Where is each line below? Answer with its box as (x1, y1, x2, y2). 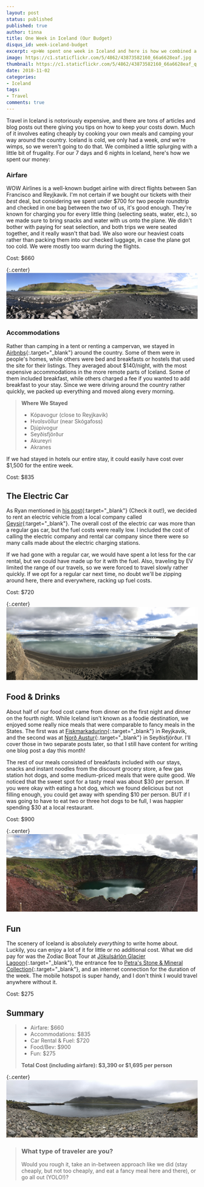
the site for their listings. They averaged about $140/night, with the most (6, 361, 187, 369)
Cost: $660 (6, 255, 35, 262)
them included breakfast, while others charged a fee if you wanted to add (6, 374, 190, 382)
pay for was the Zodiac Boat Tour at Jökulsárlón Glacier (6, 953, 146, 960)
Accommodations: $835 (30, 1030, 91, 1038)
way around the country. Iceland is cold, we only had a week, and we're (6, 136, 186, 143)
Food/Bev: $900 (30, 1044, 71, 1050)
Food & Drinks (6, 692, 61, 702)
